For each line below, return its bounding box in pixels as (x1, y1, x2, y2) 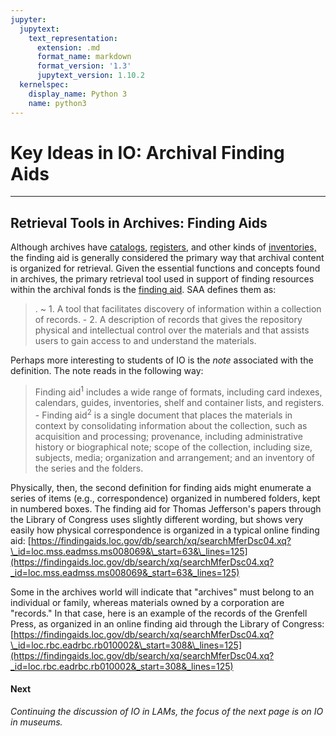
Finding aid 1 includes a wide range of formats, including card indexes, (34, 384, 323, 398)
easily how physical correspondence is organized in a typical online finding (10, 524, 320, 536)
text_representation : (28, 33, 118, 43)
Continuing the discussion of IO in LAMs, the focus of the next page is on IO (10, 705, 324, 717)
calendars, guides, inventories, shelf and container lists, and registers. (34, 396, 325, 408)
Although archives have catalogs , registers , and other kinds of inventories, (10, 241, 317, 253)
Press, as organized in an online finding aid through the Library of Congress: (10, 617, 325, 630)
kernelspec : (19, 80, 70, 90)
